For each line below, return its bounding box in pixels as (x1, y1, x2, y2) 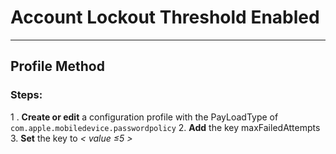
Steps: (10, 88, 43, 102)
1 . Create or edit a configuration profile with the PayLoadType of (10, 111, 279, 123)
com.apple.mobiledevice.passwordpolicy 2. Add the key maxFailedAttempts (10, 121, 321, 133)
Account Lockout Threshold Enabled (10, 6, 320, 29)
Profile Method (10, 58, 105, 75)
